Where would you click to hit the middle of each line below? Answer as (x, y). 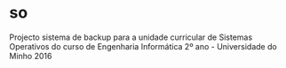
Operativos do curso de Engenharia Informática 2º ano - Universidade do (143, 46)
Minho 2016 (31, 56)
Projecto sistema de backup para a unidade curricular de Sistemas (131, 37)
